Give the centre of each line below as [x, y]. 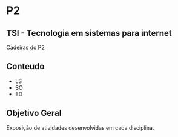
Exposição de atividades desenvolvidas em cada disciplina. [80, 127]
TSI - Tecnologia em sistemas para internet [89, 33]
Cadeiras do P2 [26, 47]
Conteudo [25, 66]
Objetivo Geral [34, 113]
